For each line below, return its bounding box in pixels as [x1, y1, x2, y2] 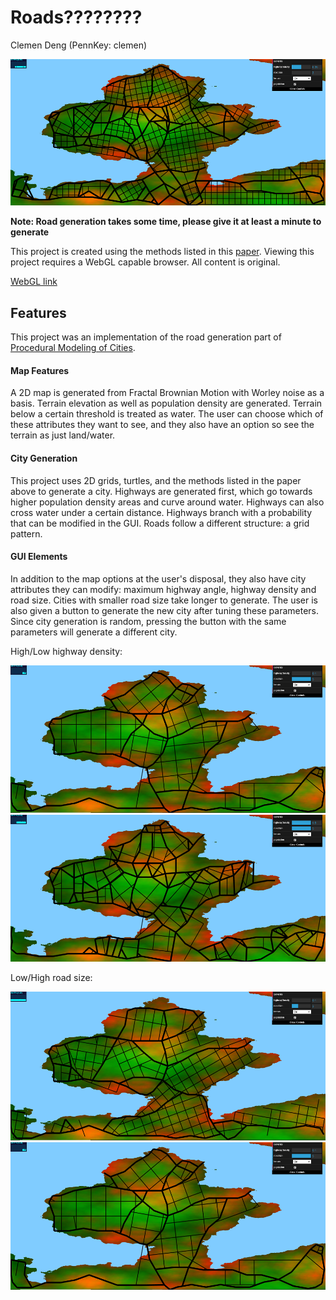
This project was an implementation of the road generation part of [10, 331, 282, 343]
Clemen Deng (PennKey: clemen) [10, 39, 148, 51]
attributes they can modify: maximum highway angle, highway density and [10, 583, 317, 595]
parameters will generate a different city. [10, 626, 178, 638]
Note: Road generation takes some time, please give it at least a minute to [10, 216, 322, 228]
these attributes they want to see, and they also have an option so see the [10, 419, 315, 431]
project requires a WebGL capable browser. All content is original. [10, 256, 281, 268]
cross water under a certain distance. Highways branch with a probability [10, 506, 313, 518]
